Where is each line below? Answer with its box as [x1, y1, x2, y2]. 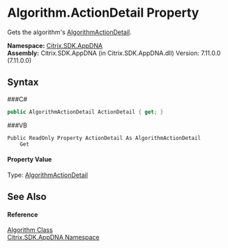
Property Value [7, 155, 52, 164]
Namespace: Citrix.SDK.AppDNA [7, 41, 103, 49]
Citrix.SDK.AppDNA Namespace [7, 233, 100, 242]
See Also [7, 191, 47, 203]
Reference [7, 210, 38, 219]
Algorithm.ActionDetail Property [7, 5, 199, 21]
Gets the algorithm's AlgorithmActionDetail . [7, 28, 132, 36]
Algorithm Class [7, 226, 54, 234]
